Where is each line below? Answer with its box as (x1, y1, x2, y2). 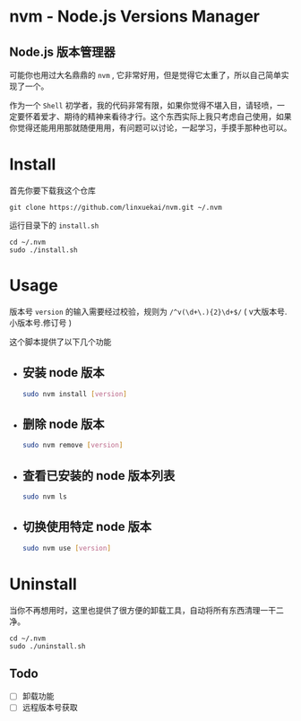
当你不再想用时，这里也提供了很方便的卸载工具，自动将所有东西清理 (9, 604, 261, 615)
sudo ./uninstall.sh (9, 641, 87, 651)
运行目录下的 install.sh (9, 220, 99, 230)
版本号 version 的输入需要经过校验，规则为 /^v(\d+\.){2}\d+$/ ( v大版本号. (9, 306, 288, 317)
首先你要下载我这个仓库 (9, 185, 96, 195)
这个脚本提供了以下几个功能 (9, 336, 112, 347)
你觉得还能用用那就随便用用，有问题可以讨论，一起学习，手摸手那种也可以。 (9, 123, 292, 133)
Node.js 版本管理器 (9, 44, 116, 59)
